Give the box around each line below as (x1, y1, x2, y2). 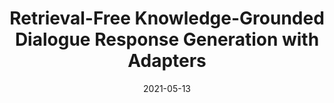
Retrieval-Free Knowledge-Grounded (9, 7, 325, 30)
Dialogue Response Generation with (14, 28, 320, 51)
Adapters (127, 50, 207, 72)
